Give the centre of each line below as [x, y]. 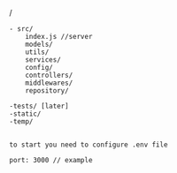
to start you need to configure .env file [88, 145]
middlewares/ [49, 83]
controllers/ [49, 75]
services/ [43, 60]
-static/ [25, 114]
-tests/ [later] [39, 106]
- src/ [21, 29]
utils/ [37, 52]
